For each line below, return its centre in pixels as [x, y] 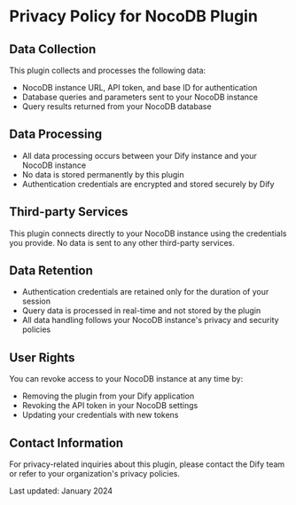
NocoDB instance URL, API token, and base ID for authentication [140, 87]
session [36, 301]
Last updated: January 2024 [61, 491]
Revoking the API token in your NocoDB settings [110, 406]
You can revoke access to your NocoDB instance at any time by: [126, 379]
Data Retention [51, 271]
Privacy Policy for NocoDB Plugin [134, 16]
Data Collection [53, 49]
